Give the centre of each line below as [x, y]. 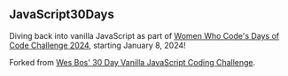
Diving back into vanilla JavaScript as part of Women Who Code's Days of [144, 35]
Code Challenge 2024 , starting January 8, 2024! [97, 45]
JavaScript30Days [62, 15]
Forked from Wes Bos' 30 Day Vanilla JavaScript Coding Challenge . [132, 62]
